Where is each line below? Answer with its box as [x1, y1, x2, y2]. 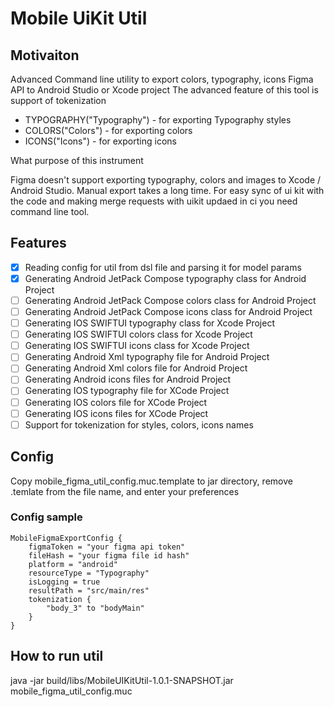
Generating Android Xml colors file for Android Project [24, 362, 248, 374]
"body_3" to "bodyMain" [46, 603, 145, 613]
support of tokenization [10, 95, 107, 106]
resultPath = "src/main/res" [28, 585, 150, 596]
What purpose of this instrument [10, 155, 144, 166]
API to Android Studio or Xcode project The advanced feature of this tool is [10, 84, 319, 96]
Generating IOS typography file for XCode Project [24, 385, 230, 397]
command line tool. [10, 206, 90, 217]
